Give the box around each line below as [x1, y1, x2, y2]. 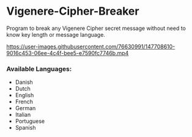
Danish [15, 78, 34, 86]
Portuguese [15, 117, 45, 125]
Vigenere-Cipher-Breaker [6, 4, 139, 18]
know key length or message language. [6, 31, 106, 38]
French [15, 98, 34, 105]
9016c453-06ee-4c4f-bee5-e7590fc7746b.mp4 [6, 49, 129, 56]
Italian [15, 111, 31, 119]
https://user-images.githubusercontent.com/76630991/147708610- [6, 43, 175, 50]
